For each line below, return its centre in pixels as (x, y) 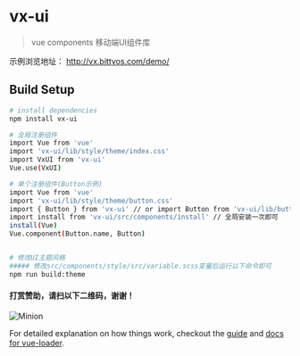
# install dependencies (54, 110)
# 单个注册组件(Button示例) (56, 184)
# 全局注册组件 (33, 135)
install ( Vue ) (33, 226)
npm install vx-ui (43, 119)
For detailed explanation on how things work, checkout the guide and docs (146, 333)
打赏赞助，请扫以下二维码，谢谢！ (72, 295)
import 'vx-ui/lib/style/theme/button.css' (92, 201)
